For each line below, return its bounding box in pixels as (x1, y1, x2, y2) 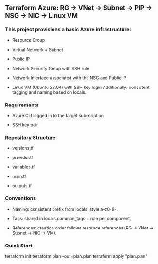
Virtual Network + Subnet (12, 46, 63, 53)
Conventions (5, 195, 36, 202)
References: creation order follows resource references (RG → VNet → (12, 225, 154, 230)
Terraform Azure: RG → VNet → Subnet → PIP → (5, 4, 152, 12)
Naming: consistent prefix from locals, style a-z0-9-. (12, 206, 118, 212)
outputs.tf (12, 183, 32, 189)
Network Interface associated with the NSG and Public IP (12, 75, 126, 81)
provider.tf (12, 155, 33, 160)
